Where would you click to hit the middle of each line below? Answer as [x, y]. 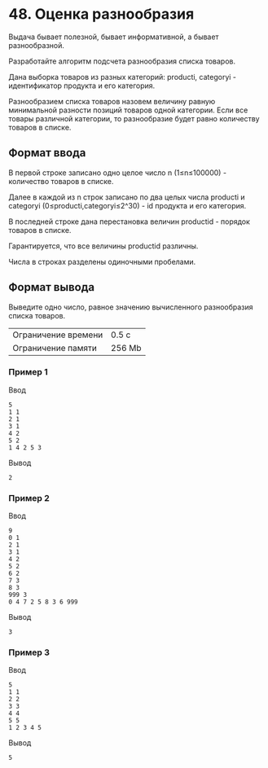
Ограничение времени [58, 335]
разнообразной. [37, 45]
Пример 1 [28, 372]
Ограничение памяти [55, 348]
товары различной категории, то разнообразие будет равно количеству [134, 118]
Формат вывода [52, 287]
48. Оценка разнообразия [101, 14]
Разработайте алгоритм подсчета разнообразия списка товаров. [122, 61]
